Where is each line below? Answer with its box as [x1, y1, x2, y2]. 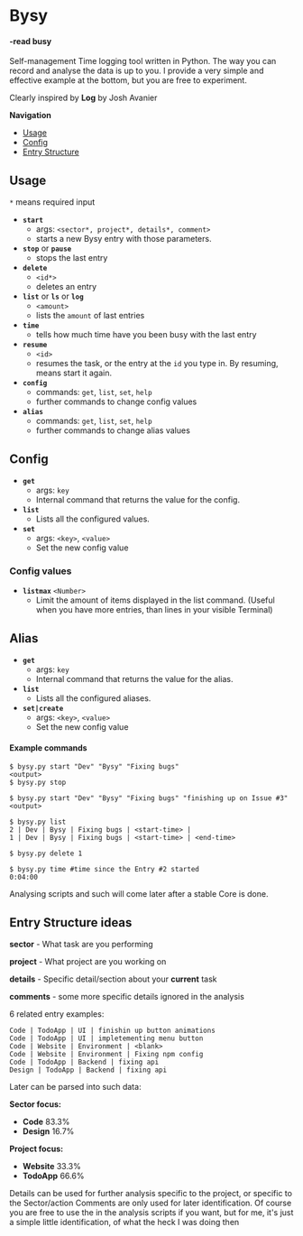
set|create [22, 705, 64, 714]
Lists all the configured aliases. [35, 693, 151, 704]
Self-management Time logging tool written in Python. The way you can [9, 56, 277, 67]
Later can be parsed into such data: [9, 1082, 142, 1093]
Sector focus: [9, 1099, 61, 1110]
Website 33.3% [22, 1161, 81, 1172]
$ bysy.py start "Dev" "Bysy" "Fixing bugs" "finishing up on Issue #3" [9, 794, 289, 803]
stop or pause [22, 243, 72, 254]
